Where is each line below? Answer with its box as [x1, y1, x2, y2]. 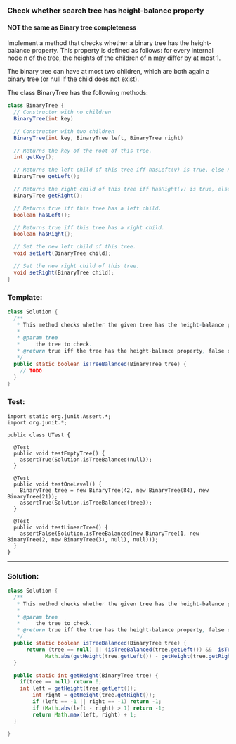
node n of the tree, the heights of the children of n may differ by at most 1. [7, 53, 221, 62]
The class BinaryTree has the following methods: [7, 89, 149, 97]
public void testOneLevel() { [13, 481, 102, 488]
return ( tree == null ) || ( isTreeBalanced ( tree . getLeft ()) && [25, 646, 212, 653]
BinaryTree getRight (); [13, 192, 83, 199]
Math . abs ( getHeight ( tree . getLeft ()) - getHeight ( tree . [44, 652, 209, 660]
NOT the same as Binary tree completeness [7, 23, 137, 32]
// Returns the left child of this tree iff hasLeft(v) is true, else [13, 166, 225, 174]
